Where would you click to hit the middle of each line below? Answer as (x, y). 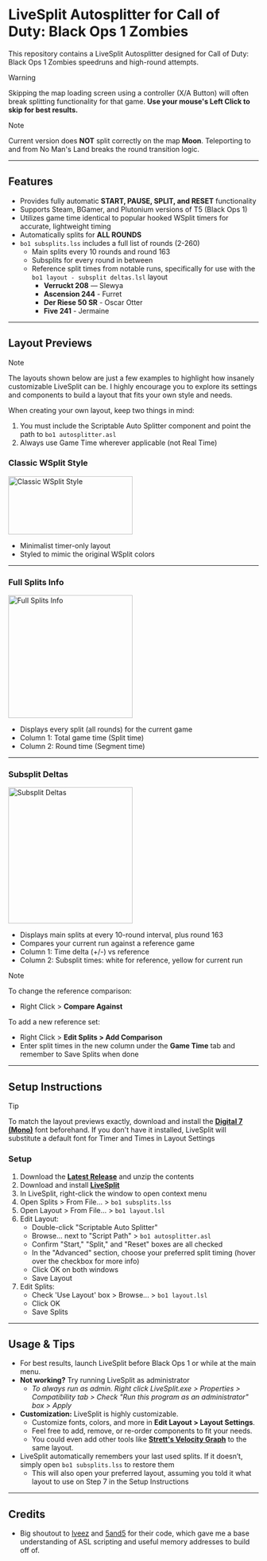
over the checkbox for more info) (85, 1261)
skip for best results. (43, 110)
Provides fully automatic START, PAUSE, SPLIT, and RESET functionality (138, 201)
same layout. (52, 1448)
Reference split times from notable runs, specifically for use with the (143, 268)
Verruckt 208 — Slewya (83, 285)
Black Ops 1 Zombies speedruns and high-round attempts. (104, 62)
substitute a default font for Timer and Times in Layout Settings (112, 1138)
